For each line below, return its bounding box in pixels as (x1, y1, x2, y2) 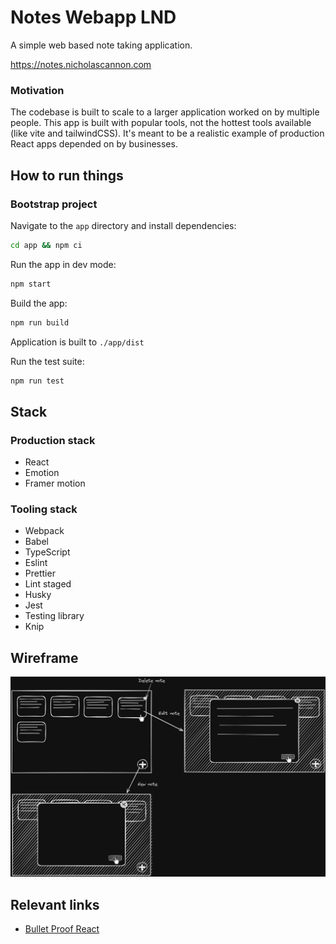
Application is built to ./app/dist (10, 336, 145, 348)
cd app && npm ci (10, 240, 83, 250)
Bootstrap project (10, 197, 98, 211)
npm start (10, 279, 52, 289)
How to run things (10, 167, 124, 184)
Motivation (10, 83, 65, 97)
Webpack (24, 525, 65, 537)
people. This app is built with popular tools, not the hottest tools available (10, 117, 312, 129)
